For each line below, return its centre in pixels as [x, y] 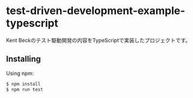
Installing [24, 59]
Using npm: [20, 73]
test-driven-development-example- [96, 11]
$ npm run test [25, 89]
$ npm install [24, 84]
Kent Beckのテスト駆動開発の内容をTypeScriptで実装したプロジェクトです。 [99, 40]
